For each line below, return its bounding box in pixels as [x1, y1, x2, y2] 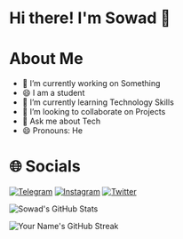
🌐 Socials [9, 156, 82, 177]
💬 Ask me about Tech [21, 116, 100, 127]
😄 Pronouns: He [21, 125, 83, 136]
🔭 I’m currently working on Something [21, 78, 161, 89]
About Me [9, 49, 84, 69]
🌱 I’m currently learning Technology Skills [21, 97, 175, 108]
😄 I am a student [21, 88, 85, 99]
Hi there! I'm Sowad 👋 [9, 8, 171, 28]
